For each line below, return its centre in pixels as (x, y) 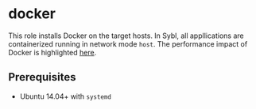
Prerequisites (42, 77)
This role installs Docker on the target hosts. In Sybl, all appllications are (126, 36)
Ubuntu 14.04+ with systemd (65, 96)
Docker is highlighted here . (52, 52)
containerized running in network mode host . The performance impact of (128, 43)
